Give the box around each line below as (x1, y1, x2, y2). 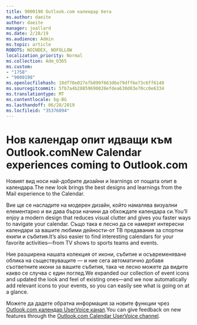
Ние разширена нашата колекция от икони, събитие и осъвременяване (6, 251, 186, 258)
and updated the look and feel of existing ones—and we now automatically (6, 276, 187, 283)
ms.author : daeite (6, 14, 51, 20)
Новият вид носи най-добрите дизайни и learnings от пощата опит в (6, 178, 178, 185)
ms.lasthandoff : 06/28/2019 (6, 102, 75, 108)
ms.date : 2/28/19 (6, 31, 49, 37)
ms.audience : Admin (6, 36, 54, 42)
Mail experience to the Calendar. (6, 190, 85, 197)
